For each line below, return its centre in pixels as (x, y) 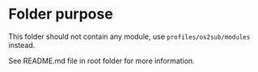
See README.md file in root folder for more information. (102, 61)
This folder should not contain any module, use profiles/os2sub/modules (129, 36)
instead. (22, 44)
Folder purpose (61, 14)
